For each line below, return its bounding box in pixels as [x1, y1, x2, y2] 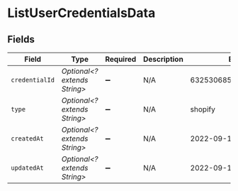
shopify [190, 104, 216, 114]
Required [105, 55, 137, 64]
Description [142, 55, 184, 64]
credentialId [11, 76, 55, 84]
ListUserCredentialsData [7, 5, 156, 21]
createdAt [11, 135, 44, 143]
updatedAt [11, 164, 44, 172]
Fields [7, 33, 35, 45]
